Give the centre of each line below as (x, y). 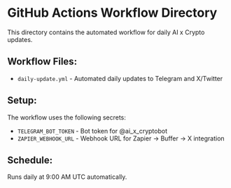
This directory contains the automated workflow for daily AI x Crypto (106, 32)
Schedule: (30, 160)
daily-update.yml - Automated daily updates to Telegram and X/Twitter (120, 78)
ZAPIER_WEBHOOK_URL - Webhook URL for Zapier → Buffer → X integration (121, 138)
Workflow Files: (42, 62)
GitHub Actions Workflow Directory (112, 13)
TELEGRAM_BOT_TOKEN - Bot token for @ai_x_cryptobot (92, 131)
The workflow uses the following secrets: (66, 117)
